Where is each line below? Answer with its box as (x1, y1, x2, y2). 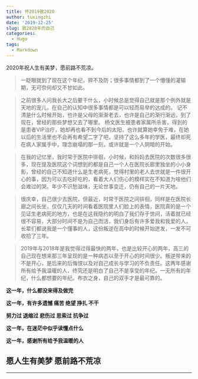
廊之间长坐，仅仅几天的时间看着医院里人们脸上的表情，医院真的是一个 (20, 202, 192, 210)
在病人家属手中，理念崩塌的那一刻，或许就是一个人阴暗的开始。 (20, 141, 176, 148)
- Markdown (11, 47, 38, 53)
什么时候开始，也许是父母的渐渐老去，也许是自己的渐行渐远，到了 (31, 111, 192, 118)
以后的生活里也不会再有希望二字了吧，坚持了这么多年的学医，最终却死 (20, 133, 192, 141)
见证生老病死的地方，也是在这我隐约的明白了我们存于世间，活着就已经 (20, 210, 192, 217)
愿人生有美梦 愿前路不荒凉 (6, 356, 101, 366)
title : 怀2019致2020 (6, 8, 55, 15)
